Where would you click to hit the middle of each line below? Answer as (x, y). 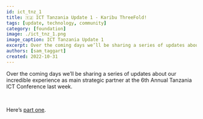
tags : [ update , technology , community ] (56, 23)
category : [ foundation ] (36, 29)
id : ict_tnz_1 (24, 12)
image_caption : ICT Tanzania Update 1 (55, 40)
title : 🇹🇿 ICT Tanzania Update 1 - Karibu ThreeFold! (76, 17)
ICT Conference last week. (39, 86)
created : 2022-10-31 (32, 56)
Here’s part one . (26, 109)
